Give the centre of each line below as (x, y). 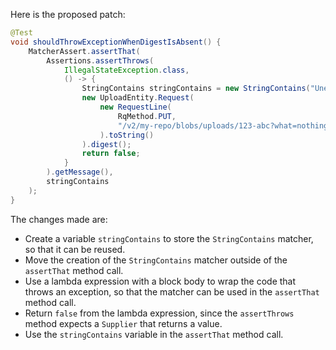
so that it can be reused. (75, 249)
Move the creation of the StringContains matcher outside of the (156, 260)
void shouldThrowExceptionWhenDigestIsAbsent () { (116, 42)
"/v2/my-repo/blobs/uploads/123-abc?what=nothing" (225, 125)
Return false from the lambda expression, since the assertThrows (159, 313)
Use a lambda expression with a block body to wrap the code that (160, 281)
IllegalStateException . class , (126, 70)
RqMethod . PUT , (147, 116)
